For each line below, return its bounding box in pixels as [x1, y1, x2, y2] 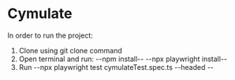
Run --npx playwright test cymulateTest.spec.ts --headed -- [18, 62, 214, 71]
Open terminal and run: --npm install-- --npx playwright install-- [18, 54, 228, 64]
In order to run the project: [7, 31, 94, 40]
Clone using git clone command [18, 45, 123, 55]
